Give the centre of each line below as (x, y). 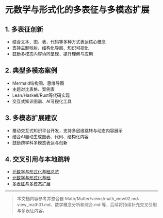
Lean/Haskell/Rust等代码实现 (41, 95)
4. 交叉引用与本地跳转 (38, 159)
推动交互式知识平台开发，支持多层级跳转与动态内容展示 (67, 131)
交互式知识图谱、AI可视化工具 (42, 101)
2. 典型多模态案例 (31, 71)
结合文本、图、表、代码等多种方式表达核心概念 (59, 42)
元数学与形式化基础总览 (35, 172)
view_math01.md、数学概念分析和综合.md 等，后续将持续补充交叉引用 (87, 205)
